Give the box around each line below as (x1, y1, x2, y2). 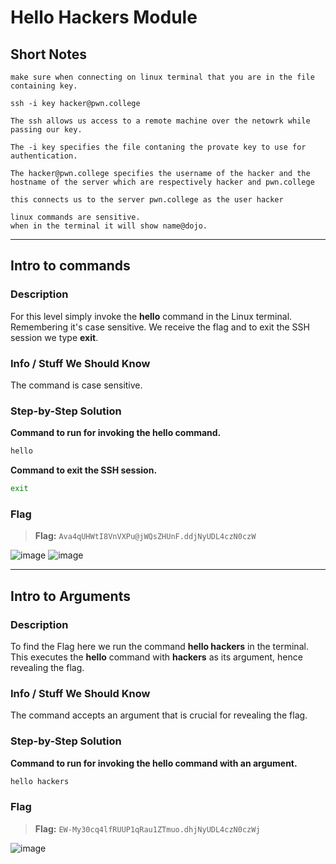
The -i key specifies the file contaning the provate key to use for (10, 142, 307, 152)
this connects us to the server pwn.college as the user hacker (10, 195, 284, 205)
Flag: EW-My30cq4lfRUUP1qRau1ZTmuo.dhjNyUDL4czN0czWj (34, 822, 261, 835)
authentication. (10, 151, 78, 161)
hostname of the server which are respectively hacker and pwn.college (10, 177, 315, 187)
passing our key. (10, 125, 83, 135)
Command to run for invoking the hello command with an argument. (10, 757, 298, 769)
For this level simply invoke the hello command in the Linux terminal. (10, 310, 293, 322)
